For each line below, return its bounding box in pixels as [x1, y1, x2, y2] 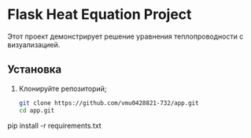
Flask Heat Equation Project [7, 6, 192, 24]
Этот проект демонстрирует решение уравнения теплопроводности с [7, 32, 244, 41]
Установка [7, 63, 62, 76]
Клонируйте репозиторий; [18, 84, 107, 93]
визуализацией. [7, 39, 61, 49]
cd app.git [18, 106, 55, 114]
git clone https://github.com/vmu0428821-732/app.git [18, 99, 199, 107]
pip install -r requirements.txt [7, 121, 102, 130]
